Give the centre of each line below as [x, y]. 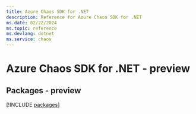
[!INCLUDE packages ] [33, 105]
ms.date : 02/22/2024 [32, 23]
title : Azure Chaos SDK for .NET [48, 12]
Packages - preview [44, 91]
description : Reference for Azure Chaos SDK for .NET [74, 17]
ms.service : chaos [29, 39]
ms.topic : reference [32, 28]
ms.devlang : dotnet [30, 34]
